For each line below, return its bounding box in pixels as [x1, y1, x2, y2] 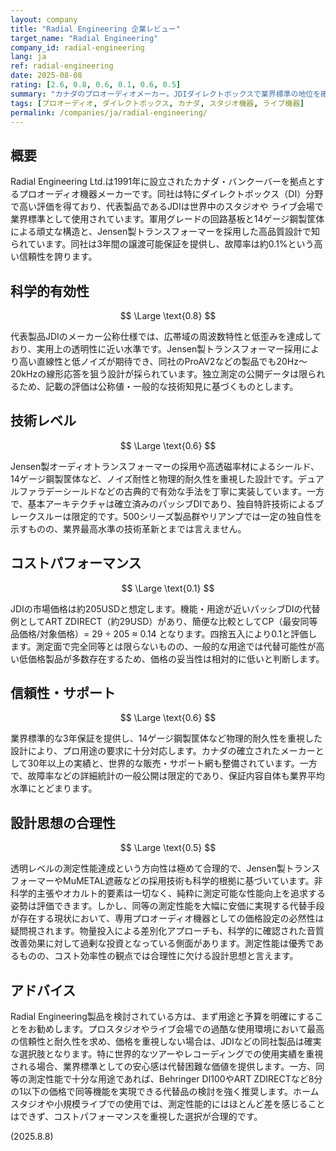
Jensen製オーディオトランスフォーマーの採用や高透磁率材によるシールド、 [10, 460, 320, 472]
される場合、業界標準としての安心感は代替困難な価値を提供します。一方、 [10, 1061, 317, 1073]
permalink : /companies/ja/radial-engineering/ [10, 107, 208, 118]
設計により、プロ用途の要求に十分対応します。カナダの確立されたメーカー [10, 745, 316, 757]
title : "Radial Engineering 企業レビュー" [10, 24, 181, 34]
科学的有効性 [10, 282, 90, 300]
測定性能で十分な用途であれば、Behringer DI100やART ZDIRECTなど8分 [27, 1073, 323, 1085]
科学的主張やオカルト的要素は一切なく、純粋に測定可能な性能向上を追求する [10, 887, 326, 900]
